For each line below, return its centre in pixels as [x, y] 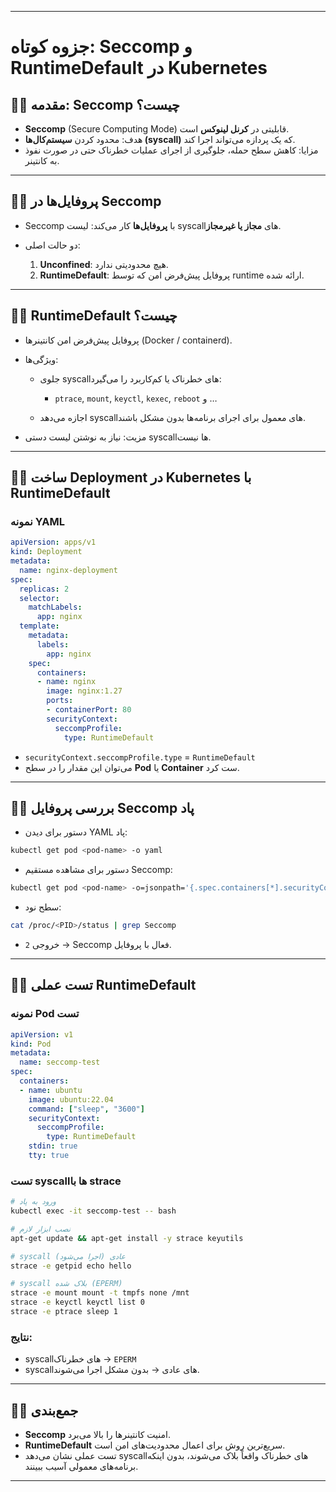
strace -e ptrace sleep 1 [64, 1312]
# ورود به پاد [33, 1202]
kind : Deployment [46, 552]
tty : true [49, 1156]
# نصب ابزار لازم [41, 1229]
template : [39, 626]
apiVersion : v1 [42, 1034]
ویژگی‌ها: [41, 359]
